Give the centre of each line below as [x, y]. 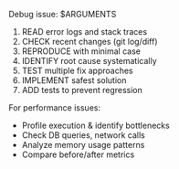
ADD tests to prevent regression [82, 90]
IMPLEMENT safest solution [74, 80]
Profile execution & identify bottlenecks [95, 125]
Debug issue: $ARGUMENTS [63, 14]
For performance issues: [55, 108]
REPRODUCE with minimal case [81, 51]
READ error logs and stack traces [84, 32]
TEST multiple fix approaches [77, 70]
